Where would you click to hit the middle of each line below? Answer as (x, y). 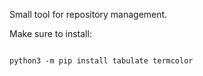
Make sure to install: (50, 33)
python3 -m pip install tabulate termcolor (101, 61)
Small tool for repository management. (88, 14)
